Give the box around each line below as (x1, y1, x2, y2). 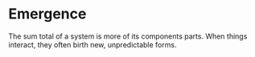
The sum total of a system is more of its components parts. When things (8, 31, 248, 41)
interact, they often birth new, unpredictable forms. (8, 39, 177, 49)
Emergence (8, 5, 87, 23)
